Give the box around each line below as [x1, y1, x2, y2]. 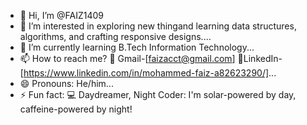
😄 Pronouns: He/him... [19, 78, 114, 89]
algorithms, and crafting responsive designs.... [19, 31, 212, 42]
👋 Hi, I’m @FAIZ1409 [19, 10, 104, 21]
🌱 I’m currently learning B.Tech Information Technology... [19, 41, 255, 53]
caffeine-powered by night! [19, 103, 133, 115]
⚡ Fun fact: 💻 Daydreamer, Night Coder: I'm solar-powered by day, [19, 89, 297, 100]
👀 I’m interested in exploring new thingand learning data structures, [19, 20, 297, 32]
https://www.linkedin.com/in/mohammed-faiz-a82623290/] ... [23, 67, 277, 79]
